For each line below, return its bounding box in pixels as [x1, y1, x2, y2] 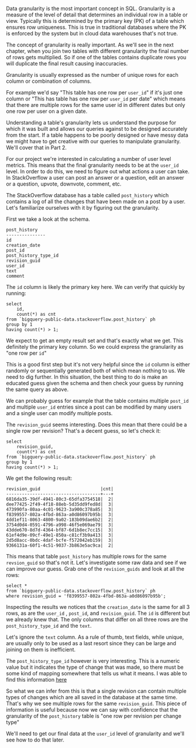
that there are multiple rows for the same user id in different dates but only [6, 102, 185, 108]
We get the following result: [6, 475, 73, 481]
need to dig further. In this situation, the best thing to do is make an [6, 373, 168, 380]
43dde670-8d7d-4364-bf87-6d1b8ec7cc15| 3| [6, 527, 114, 533]
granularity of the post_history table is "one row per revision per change [6, 713, 181, 719]
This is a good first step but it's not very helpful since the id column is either [6, 361, 190, 368]
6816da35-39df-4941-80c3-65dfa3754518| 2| [6, 496, 114, 502]
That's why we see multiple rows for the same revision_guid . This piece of [6, 700, 187, 707]
